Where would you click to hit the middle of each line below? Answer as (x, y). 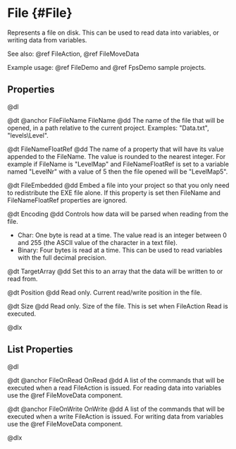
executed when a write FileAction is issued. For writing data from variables (116, 416)
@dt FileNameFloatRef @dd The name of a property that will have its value (116, 149)
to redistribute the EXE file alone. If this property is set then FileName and (114, 193)
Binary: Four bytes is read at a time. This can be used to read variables (120, 250)
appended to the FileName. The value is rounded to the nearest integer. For (117, 156)
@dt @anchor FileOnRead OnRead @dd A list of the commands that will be (116, 380)
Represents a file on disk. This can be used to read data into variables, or (113, 32)
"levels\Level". (28, 135)
